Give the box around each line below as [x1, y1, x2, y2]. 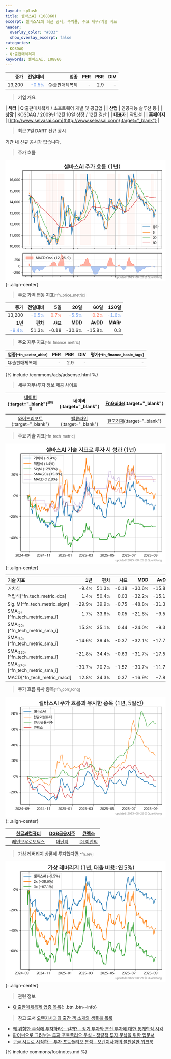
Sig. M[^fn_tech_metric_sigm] [7, 601, 70, 607]
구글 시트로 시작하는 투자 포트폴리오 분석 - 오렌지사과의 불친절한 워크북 [12, 1039, 154, 1045]
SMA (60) [7, 634, 24, 641]
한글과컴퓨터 [16, 830, 41, 836]
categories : [5, 41, 31, 46]
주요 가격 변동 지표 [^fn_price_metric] [17, 292, 86, 298]
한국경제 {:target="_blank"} [107, 418, 162, 424]
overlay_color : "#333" [10, 30, 58, 35]
